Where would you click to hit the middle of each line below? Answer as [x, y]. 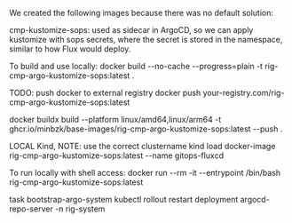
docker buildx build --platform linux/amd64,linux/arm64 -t [115, 119]
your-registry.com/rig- [244, 93]
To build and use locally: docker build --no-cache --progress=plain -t [136, 66]
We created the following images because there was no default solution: [141, 13]
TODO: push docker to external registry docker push [105, 93]
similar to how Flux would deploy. [70, 49]
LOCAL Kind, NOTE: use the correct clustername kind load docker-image [142, 146]
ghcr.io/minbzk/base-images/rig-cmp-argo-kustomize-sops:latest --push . [146, 129]
